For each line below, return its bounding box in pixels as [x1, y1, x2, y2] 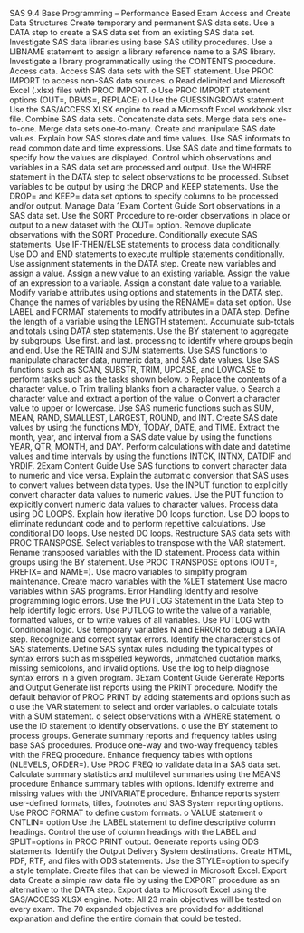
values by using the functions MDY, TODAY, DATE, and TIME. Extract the [9, 422, 280, 432]
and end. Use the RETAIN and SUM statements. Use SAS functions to [9, 345, 268, 355]
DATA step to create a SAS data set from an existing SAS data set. [9, 27, 255, 37]
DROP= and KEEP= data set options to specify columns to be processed [9, 190, 279, 201]
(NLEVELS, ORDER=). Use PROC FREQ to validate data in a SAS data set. [9, 759, 280, 770]
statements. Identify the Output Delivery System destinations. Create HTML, [9, 846, 292, 856]
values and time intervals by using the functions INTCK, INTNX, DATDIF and [9, 451, 292, 462]
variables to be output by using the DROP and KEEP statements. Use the [9, 181, 279, 191]
